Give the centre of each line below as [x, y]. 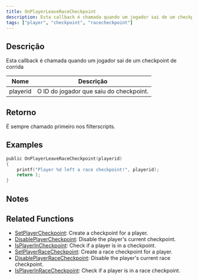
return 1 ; [29, 175]
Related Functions [40, 219]
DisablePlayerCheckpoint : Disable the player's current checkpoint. [95, 239]
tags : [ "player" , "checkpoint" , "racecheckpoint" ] [70, 22]
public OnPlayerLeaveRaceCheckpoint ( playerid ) [64, 159]
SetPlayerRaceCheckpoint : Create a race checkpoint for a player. [93, 252]
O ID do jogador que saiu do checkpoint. [93, 91]
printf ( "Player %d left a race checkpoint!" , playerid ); [88, 169]
